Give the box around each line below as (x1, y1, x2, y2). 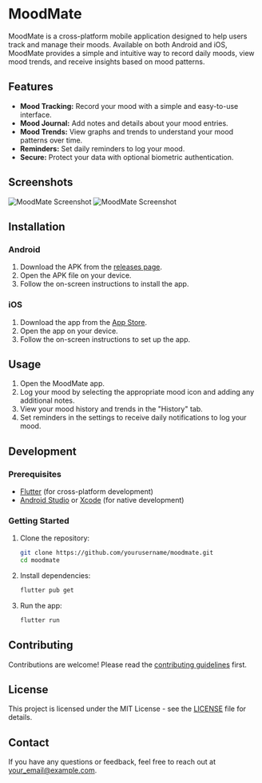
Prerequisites (8, 468, 62, 480)
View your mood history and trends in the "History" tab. (19, 404, 204, 414)
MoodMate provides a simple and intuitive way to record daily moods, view (8, 48, 255, 58)
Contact (8, 736, 50, 749)
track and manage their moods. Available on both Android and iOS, (8, 39, 228, 49)
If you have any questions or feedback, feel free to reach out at (8, 757, 216, 767)
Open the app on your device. (19, 326, 118, 335)
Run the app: (19, 600, 62, 610)
